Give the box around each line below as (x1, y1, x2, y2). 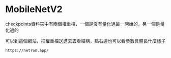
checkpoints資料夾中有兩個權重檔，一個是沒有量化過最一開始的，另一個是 (5, 21, 160, 27)
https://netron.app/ (5, 48, 49, 53)
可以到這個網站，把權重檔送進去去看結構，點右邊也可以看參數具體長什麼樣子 (5, 38, 166, 44)
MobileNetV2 (5, 4, 63, 15)
